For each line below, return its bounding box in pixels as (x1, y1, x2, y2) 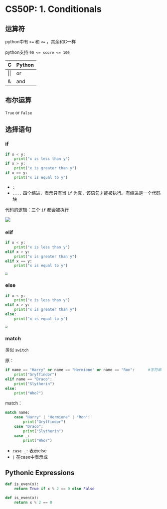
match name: (5, 410, 30, 415)
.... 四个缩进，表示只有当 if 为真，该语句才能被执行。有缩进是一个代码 (12, 190, 161, 196)
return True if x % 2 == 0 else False (14, 487, 95, 492)
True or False (5, 110, 32, 116)
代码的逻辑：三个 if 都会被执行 (5, 207, 69, 213)
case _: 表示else (12, 447, 47, 454)
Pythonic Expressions (5, 468, 75, 477)
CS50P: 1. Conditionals (5, 3, 102, 15)
